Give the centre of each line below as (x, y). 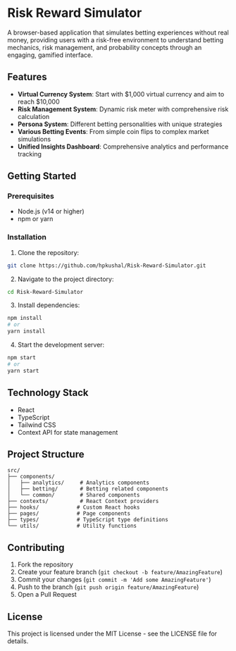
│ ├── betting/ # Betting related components (88, 489)
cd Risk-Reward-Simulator (45, 292)
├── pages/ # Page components (69, 514)
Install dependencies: (49, 305)
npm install (25, 318)
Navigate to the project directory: (66, 279)
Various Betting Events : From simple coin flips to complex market (113, 131)
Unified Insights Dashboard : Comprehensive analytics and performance (123, 147)
